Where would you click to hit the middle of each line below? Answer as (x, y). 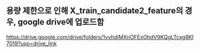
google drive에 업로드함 (61, 22)
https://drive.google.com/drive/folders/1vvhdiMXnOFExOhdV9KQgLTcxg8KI (100, 37)
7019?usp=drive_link (32, 43)
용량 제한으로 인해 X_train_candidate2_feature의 (95, 11)
